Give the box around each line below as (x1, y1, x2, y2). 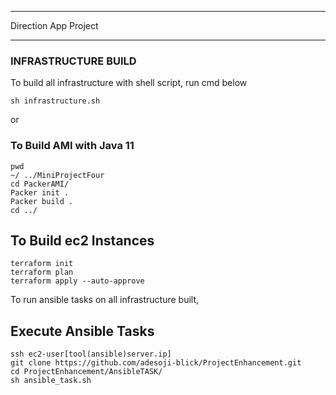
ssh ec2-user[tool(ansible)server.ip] (10, 349, 172, 360)
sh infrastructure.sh (10, 96, 101, 106)
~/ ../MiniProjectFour (10, 170, 105, 180)
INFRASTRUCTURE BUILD (10, 54, 137, 68)
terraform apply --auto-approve (10, 276, 145, 286)
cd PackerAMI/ (10, 179, 70, 189)
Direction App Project (10, 20, 99, 31)
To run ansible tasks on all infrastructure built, (10, 294, 200, 306)
